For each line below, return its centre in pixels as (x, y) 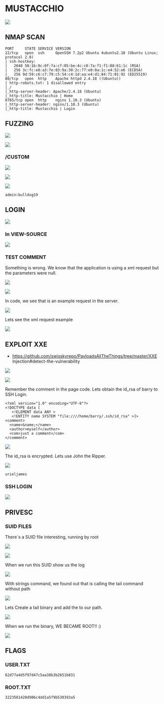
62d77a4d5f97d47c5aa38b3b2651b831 (40, 675)
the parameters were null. (31, 273)
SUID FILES (19, 526)
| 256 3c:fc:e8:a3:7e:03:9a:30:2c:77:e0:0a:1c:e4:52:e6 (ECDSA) (74, 70)
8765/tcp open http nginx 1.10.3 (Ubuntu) (53, 100)
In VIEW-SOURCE (26, 234)
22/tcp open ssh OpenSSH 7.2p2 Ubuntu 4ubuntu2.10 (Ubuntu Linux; (82, 53)
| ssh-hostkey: (20, 61)
